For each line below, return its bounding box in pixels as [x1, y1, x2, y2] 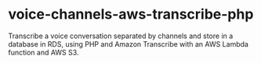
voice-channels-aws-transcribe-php [8, 5, 254, 23]
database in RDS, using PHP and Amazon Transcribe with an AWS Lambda [8, 39, 249, 48]
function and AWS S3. [8, 47, 79, 57]
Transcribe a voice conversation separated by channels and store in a [8, 31, 234, 40]
